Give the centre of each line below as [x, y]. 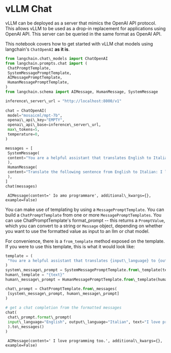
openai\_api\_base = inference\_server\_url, [54, 125]
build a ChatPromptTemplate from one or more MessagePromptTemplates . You [83, 215]
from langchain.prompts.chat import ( [46, 63]
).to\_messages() [26, 327]
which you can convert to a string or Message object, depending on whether [84, 226]
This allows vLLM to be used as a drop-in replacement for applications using [85, 28]
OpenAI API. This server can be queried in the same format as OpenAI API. [83, 34]
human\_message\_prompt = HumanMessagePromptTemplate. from [69, 280]
